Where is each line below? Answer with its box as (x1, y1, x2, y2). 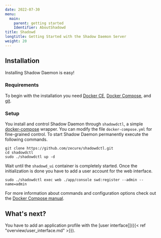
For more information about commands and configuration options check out (5, 190, 156, 196)
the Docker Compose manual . (5, 195, 64, 202)
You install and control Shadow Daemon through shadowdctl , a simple (5, 121, 144, 127)
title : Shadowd (5, 30, 36, 34)
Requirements (5, 82, 39, 88)
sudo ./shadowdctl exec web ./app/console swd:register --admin (5, 178, 137, 183)
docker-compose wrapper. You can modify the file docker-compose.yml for (5, 126, 152, 132)
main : (9, 16, 21, 21)
